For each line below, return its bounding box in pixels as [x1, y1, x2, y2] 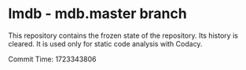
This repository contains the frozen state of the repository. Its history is [8, 31, 238, 40]
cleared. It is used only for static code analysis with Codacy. [8, 39, 203, 48]
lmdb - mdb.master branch [8, 5, 187, 23]
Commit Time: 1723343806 [8, 54, 97, 64]
